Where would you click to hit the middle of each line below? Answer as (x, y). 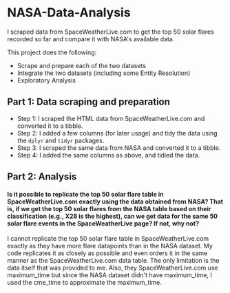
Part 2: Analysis (42, 177)
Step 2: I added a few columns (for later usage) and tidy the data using (117, 133)
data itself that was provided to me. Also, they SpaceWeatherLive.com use (113, 268)
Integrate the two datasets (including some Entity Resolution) (104, 73)
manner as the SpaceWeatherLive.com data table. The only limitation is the (113, 261)
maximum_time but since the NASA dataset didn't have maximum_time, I (109, 275)
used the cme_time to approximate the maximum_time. (84, 283)
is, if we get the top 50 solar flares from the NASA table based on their (109, 208)
